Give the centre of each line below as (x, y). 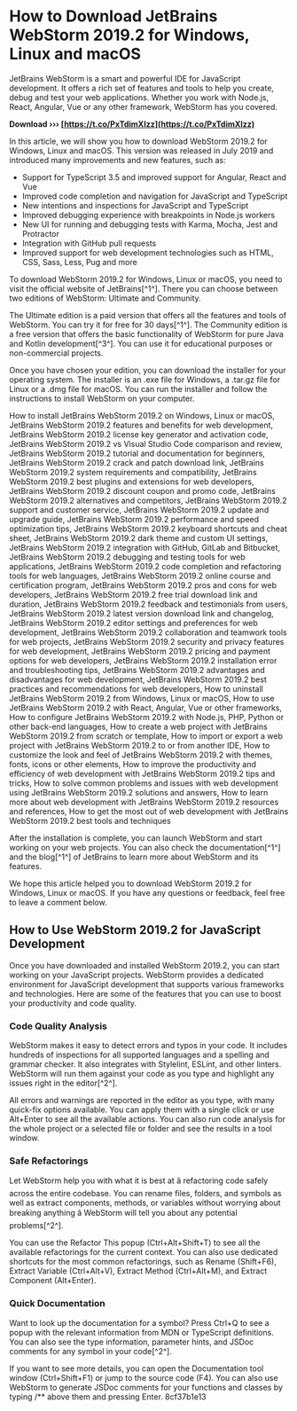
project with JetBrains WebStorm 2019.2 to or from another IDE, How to (140, 745)
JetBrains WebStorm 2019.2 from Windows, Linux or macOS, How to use (142, 698)
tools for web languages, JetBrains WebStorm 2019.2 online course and (140, 576)
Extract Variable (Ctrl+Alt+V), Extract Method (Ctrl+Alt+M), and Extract (138, 1271)
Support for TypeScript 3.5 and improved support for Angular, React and (154, 177)
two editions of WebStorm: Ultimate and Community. (105, 298)
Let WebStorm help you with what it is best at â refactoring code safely (139, 1180)
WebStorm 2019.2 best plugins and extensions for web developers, (132, 482)
